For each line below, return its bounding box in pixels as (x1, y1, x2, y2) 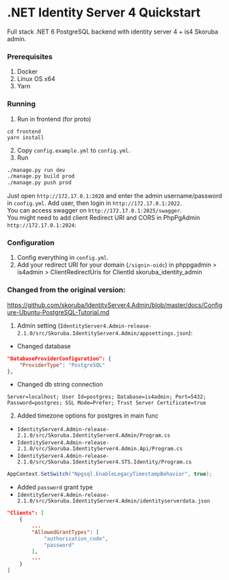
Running (7, 99, 36, 109)
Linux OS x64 (16, 75, 56, 83)
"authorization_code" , (43, 535, 109, 542)
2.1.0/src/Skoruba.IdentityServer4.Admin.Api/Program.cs (16, 446, 183, 452)
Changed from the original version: (7, 285, 126, 295)
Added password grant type (16, 483, 94, 492)
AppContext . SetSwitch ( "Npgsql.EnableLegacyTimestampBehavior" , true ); (7, 471, 213, 478)
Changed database (16, 341, 71, 350)
